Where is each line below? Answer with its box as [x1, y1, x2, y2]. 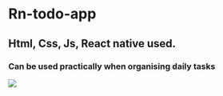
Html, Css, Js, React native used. [8, 37, 177, 50]
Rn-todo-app [8, 5, 97, 23]
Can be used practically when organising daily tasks [8, 61, 216, 72]
